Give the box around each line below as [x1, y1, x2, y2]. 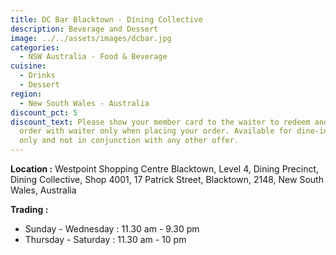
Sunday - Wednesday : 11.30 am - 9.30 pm [24, 223, 200, 235]
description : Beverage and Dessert [10, 24, 159, 34]
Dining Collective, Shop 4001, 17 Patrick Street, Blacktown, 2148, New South [10, 174, 324, 185]
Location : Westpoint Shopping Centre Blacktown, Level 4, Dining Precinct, [10, 163, 320, 175]
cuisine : [10, 61, 47, 71]
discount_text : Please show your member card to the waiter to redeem [10, 117, 311, 127]
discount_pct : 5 [10, 107, 78, 118]
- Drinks [19, 71, 56, 81]
